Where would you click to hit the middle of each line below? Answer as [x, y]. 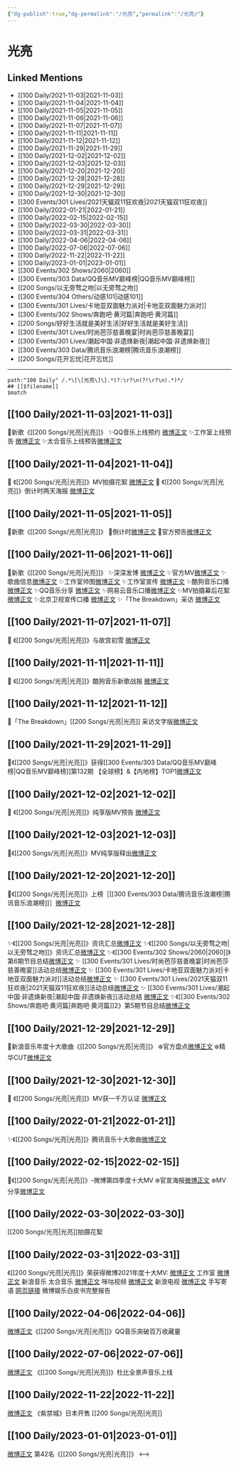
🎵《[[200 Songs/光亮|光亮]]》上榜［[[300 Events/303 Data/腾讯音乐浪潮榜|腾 [119, 894]
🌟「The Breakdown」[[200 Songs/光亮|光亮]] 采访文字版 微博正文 [103, 722]
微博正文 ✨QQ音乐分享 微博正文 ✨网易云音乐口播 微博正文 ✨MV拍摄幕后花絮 [119, 590]
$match [17, 393]
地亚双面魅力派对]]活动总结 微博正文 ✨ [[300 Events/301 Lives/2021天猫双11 [117, 979]
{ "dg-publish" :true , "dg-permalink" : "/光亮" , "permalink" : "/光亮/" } [106, 14]
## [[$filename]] [33, 386]
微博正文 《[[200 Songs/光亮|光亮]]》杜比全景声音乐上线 [90, 1372]
